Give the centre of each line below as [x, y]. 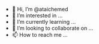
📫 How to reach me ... [40, 35]
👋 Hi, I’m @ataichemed [40, 9]
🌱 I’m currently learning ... [44, 22]
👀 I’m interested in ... [37, 15]
